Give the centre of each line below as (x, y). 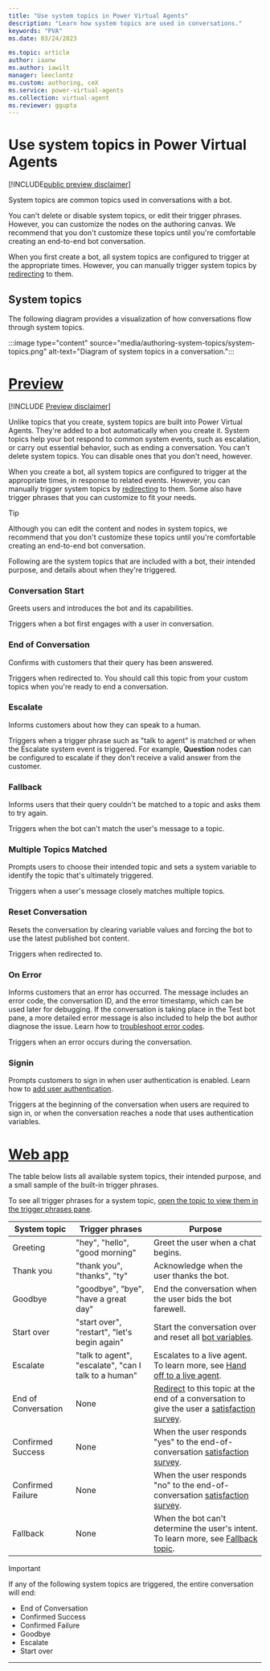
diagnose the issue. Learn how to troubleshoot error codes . (106, 1027)
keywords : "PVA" (35, 31)
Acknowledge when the (198, 1266)
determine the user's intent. (206, 1528)
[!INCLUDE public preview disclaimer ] (70, 184)
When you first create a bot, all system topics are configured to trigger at (129, 257)
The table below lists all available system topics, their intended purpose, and (135, 1177)
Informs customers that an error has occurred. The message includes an (129, 992)
